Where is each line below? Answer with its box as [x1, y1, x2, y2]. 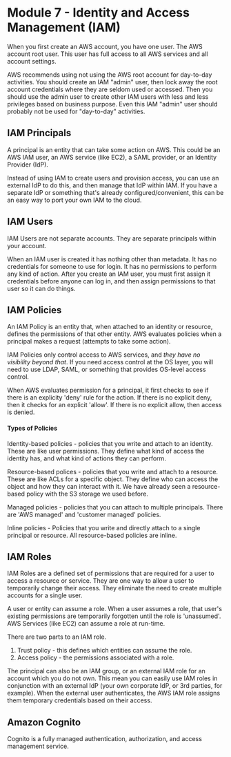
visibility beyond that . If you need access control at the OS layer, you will [7, 358, 214, 366]
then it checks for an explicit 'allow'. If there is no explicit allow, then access [7, 401, 222, 409]
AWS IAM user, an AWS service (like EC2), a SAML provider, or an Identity [7, 153, 217, 161]
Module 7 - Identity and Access [7, 5, 190, 21]
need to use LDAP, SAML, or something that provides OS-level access [7, 365, 206, 374]
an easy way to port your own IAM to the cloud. [7, 196, 142, 204]
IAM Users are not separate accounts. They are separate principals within [7, 234, 217, 243]
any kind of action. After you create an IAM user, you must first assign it [7, 270, 211, 278]
